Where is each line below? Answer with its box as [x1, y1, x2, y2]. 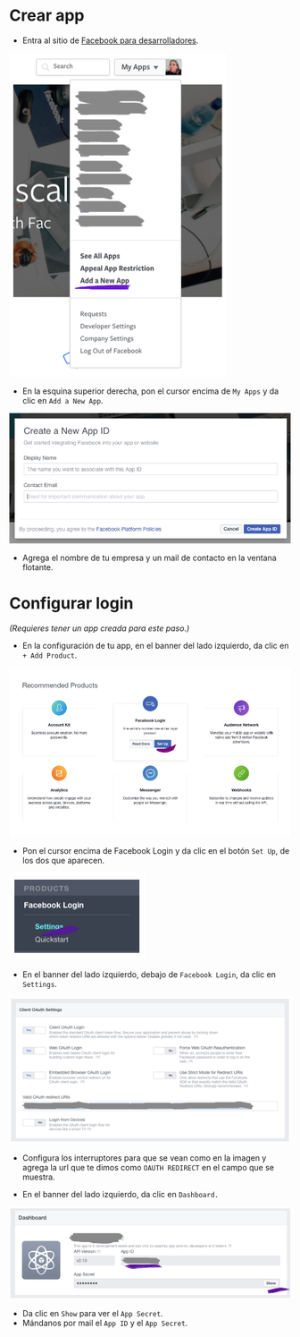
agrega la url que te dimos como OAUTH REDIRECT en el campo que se [21, 1162, 275, 1173]
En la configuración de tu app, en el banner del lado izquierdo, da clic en [21, 640, 289, 651]
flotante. [21, 561, 54, 573]
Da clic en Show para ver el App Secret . [21, 1308, 163, 1319]
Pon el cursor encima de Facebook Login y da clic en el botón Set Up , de [21, 846, 290, 856]
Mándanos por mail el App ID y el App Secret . [21, 1317, 188, 1329]
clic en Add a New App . [21, 395, 104, 405]
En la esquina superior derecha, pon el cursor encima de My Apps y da [21, 386, 279, 396]
